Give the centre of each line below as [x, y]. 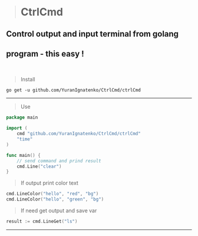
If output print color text [49, 183]
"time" [25, 139]
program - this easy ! [45, 53]
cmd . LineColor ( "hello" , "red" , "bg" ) [52, 194]
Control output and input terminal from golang [92, 34]
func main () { [24, 155]
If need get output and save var [59, 211]
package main [22, 117]
